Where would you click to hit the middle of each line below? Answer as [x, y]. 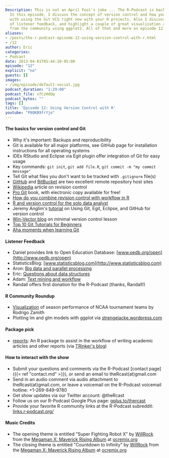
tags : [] [14, 104]
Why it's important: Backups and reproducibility [62, 140]
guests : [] [17, 75]
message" [22, 171]
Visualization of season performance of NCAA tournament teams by [83, 307]
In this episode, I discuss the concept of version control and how [83, 15]
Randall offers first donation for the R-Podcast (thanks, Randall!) [79, 285]
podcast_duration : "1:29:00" [36, 89]
